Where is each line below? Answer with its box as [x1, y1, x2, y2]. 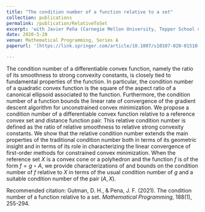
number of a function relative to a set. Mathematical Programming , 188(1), [6, 193, 192, 200]
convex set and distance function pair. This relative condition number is [6, 116, 186, 124]
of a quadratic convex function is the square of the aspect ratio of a [6, 84, 176, 91]
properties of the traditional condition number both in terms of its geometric [6, 136, 197, 143]
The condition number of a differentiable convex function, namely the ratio [6, 65, 193, 72]
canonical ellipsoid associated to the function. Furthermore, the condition [6, 91, 190, 98]
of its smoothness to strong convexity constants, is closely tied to [6, 71, 171, 79]
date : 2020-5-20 [6, 32, 48, 38]
